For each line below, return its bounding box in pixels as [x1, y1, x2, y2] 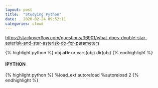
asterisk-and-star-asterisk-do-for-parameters [5, 40, 100, 46]
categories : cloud [5, 21, 44, 26]
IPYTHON [5, 61, 26, 67]
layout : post [5, 7, 33, 12]
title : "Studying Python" [5, 12, 62, 17]
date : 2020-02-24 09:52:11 [5, 16, 66, 21]
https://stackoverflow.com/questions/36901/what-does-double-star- [5, 35, 147, 41]
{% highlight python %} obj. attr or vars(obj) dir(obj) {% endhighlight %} [5, 50, 153, 56]
